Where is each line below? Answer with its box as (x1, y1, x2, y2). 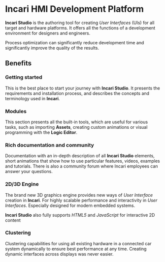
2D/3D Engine (5, 181, 39, 188)
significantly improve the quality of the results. (5, 45, 99, 51)
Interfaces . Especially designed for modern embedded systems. (5, 203, 135, 208)
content (5, 217, 21, 223)
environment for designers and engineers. (5, 30, 91, 36)
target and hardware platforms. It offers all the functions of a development (5, 25, 156, 30)
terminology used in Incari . (5, 95, 60, 101)
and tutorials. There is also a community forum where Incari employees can (5, 163, 159, 169)
